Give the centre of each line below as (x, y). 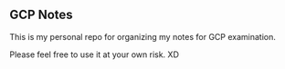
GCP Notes (41, 15)
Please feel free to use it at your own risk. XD (95, 54)
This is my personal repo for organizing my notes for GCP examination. (142, 36)
